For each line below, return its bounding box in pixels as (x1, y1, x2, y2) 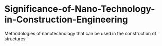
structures (4, 36, 26, 42)
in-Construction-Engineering (4, 14, 128, 25)
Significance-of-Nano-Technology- (4, 3, 155, 15)
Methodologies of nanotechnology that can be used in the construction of (4, 30, 157, 36)
